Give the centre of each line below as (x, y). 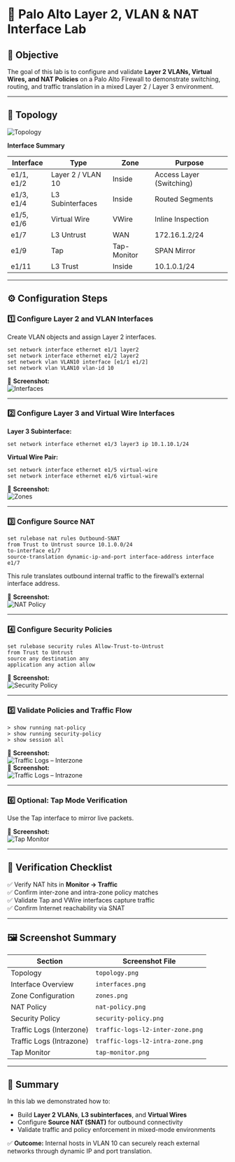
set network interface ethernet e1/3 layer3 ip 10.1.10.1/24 (98, 444)
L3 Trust (65, 266)
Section (50, 961)
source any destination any (48, 659)
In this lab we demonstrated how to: (59, 1101)
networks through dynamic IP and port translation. (80, 1151)
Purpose (189, 162)
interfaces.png (121, 984)
